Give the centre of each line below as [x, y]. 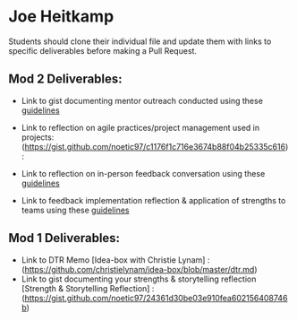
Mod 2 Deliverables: [65, 79]
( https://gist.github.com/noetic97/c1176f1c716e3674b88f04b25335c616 [153, 146]
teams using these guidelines [75, 210]
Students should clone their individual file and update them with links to [140, 41]
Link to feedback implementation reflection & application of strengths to [153, 200]
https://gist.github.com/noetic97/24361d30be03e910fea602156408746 [156, 298]
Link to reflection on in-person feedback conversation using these [143, 173]
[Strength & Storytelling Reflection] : [88, 288]
